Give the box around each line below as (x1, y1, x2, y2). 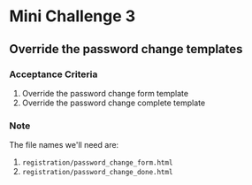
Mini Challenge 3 (9, 6, 136, 27)
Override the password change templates (9, 42, 243, 57)
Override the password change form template (21, 88, 188, 98)
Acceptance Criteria (9, 68, 98, 81)
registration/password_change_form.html (21, 158, 173, 167)
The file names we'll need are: (9, 140, 119, 150)
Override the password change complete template (21, 97, 206, 108)
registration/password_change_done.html (21, 168, 173, 177)
